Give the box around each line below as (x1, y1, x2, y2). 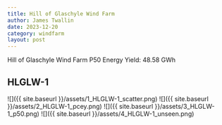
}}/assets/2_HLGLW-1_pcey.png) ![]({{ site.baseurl (7, 102, 154, 110)
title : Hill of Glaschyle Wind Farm (7, 10, 115, 18)
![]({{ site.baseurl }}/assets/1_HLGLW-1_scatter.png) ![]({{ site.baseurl (7, 94, 209, 103)
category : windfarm (7, 29, 65, 37)
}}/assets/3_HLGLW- (154, 102, 215, 110)
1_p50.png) (7, 110, 40, 118)
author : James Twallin (7, 17, 74, 24)
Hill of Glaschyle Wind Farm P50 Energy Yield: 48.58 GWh (7, 55, 176, 64)
